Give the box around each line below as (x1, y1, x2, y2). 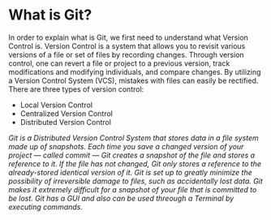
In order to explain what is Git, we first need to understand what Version (8, 32, 249, 42)
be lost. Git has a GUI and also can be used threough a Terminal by (8, 193, 234, 203)
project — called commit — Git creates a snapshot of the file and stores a (8, 150, 256, 160)
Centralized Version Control (19, 108, 114, 119)
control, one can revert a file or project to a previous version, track (8, 58, 230, 68)
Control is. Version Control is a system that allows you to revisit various (8, 41, 246, 50)
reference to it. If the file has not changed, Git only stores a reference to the (8, 158, 262, 168)
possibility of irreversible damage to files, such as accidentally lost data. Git (8, 176, 264, 186)
